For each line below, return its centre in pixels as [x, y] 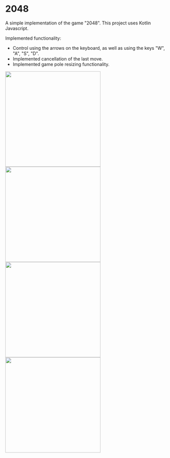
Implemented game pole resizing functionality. [61, 64]
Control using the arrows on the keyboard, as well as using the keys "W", [89, 48]
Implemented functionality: [33, 38]
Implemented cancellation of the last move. [58, 58]
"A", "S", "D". [26, 53]
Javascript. [17, 28]
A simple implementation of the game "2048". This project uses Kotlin [78, 23]
